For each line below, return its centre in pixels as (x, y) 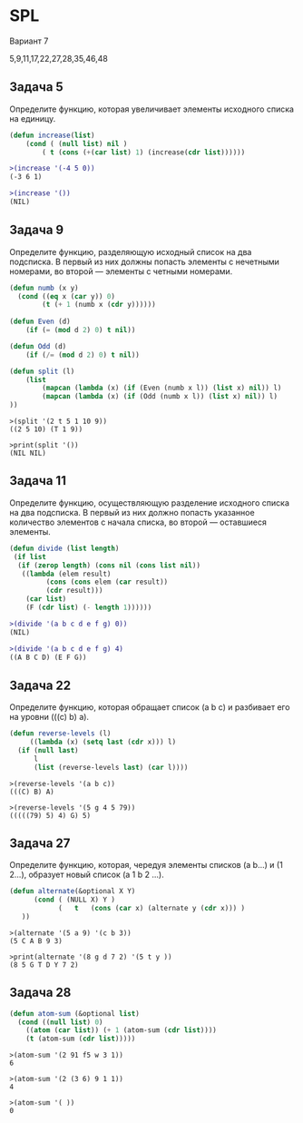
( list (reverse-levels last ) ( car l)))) (111, 767)
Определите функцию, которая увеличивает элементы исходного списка (152, 109)
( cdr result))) (74, 591)
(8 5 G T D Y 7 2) (44, 965)
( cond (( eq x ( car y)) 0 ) (67, 296)
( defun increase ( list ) (52, 135)
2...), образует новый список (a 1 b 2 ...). (87, 875)
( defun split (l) (42, 371)
